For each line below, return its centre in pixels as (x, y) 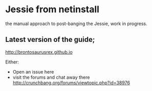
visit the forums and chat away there (51, 77)
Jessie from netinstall (52, 9)
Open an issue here (33, 72)
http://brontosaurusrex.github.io (39, 52)
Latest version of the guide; (50, 40)
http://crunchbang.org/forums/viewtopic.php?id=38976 (71, 82)
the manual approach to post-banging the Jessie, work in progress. (76, 24)
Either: (12, 62)
